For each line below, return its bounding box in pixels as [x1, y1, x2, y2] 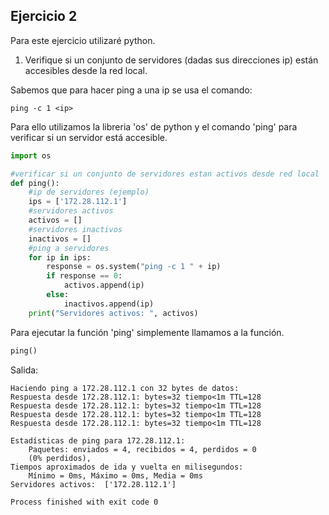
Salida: [10, 364, 39, 376]
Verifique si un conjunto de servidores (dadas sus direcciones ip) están [24, 54, 319, 66]
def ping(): [10, 178, 60, 188]
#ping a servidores [28, 243, 110, 253]
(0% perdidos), [28, 453, 92, 463]
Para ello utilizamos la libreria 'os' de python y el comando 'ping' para [10, 120, 298, 133]
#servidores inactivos [28, 224, 123, 234]
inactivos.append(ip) [63, 299, 155, 309]
